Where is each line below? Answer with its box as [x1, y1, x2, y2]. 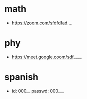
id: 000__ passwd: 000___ [11, 88, 64, 94]
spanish [4, 71, 38, 83]
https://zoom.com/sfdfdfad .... [11, 20, 73, 26]
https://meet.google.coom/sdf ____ [11, 54, 82, 60]
